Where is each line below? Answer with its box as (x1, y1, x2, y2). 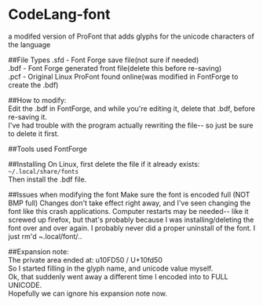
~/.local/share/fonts (8, 168, 79, 175)
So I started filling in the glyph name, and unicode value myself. (8, 264, 214, 273)
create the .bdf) (8, 80, 59, 90)
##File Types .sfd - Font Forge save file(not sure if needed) (8, 55, 199, 65)
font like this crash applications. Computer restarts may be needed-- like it (8, 206, 249, 216)
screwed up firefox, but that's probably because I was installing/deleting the (8, 215, 254, 224)
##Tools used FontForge (8, 144, 88, 153)
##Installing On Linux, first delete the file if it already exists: (8, 159, 200, 168)
